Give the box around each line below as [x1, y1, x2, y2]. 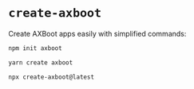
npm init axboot [8, 44, 62, 52]
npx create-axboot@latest [8, 73, 94, 81]
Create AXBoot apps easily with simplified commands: [8, 29, 187, 38]
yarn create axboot [8, 58, 73, 67]
